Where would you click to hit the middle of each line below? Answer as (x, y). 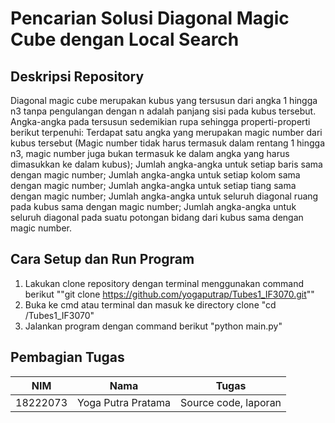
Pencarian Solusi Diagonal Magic (150, 18)
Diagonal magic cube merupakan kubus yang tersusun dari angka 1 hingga (164, 100)
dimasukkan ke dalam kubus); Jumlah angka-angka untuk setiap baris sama (166, 164)
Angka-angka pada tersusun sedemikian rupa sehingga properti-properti (160, 121)
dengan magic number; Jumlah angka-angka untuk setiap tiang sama (153, 185)
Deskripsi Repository (77, 76)
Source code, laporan (231, 402)
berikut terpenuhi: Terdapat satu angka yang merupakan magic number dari (166, 132)
